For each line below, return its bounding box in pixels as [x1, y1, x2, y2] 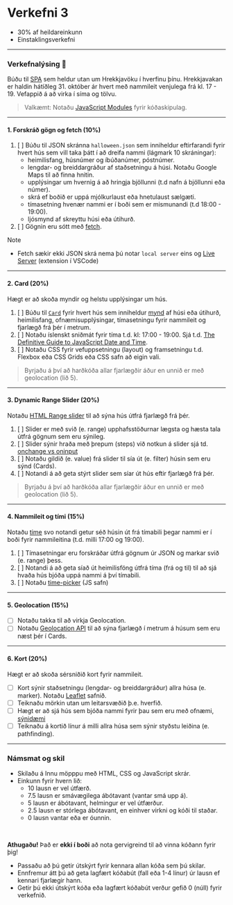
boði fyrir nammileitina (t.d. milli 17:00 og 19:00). [7, 536, 144, 544]
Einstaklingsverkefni [17, 35, 76, 43]
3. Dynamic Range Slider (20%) [7, 396, 100, 404]
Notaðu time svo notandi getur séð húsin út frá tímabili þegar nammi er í [7, 528, 212, 536]
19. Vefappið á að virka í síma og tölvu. [7, 90, 117, 98]
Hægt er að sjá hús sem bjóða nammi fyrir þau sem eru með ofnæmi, [17, 706, 214, 714]
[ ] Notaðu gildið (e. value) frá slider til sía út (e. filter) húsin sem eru [17, 454, 211, 463]
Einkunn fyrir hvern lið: [17, 777, 82, 785]
